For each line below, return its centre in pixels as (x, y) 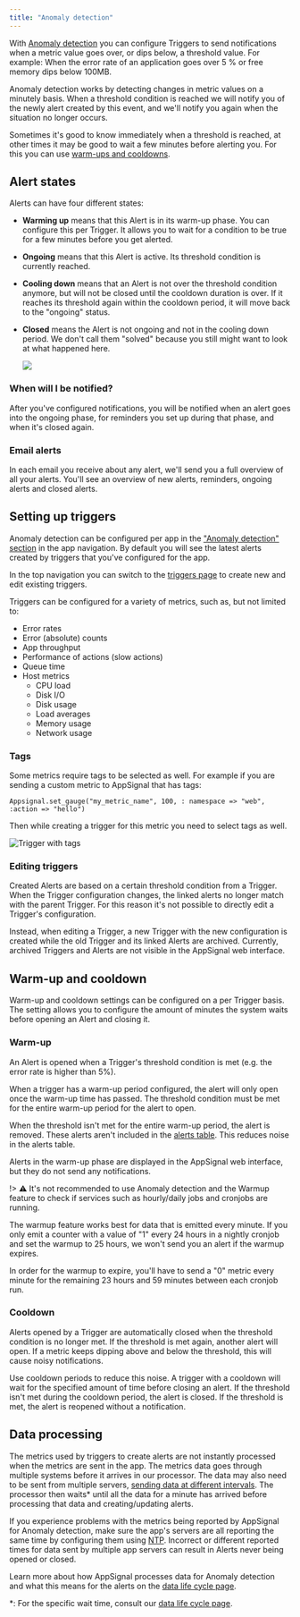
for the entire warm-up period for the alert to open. (103, 1108)
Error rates (42, 628)
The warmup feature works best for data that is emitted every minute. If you (149, 1224)
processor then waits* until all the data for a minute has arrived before (138, 1494)
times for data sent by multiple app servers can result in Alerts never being (146, 1549)
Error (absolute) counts (65, 638)
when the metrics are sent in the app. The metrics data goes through (136, 1465)
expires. (24, 1253)
